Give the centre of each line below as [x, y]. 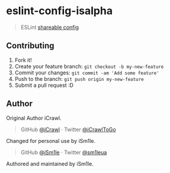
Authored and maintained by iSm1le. [50, 164]
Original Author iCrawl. [34, 118]
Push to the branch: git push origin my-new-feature [79, 79]
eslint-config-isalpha [60, 11]
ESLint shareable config [49, 27]
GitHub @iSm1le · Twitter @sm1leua [64, 152]
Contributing [30, 46]
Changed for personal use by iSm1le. [51, 141]
